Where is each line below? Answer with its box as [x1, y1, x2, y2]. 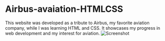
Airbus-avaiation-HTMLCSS [5, 3, 123, 15]
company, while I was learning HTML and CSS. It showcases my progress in [5, 25, 161, 31]
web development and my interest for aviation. [5, 30, 100, 36]
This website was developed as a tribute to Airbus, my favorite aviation [5, 20, 150, 26]
